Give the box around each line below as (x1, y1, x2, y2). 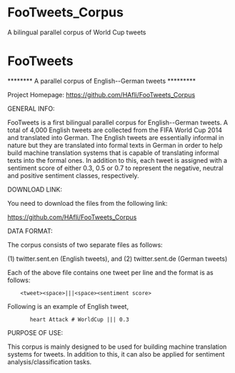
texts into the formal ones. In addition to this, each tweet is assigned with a (7, 156, 227, 164)
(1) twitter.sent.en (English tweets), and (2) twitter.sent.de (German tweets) (7, 254, 228, 263)
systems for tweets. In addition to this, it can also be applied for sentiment (7, 349, 225, 358)
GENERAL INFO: (7, 104, 55, 113)
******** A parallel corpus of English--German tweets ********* (7, 76, 196, 85)
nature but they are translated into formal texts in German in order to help (7, 141, 223, 149)
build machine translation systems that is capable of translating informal (7, 148, 219, 157)
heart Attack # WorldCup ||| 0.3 (29, 316, 130, 323)
